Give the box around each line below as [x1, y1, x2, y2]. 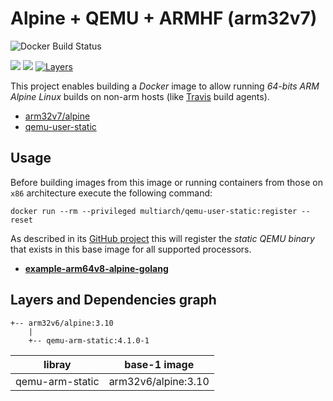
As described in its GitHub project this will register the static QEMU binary [10, 232, 315, 244]
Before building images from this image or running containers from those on [10, 176, 323, 188]
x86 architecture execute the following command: [10, 187, 213, 199]
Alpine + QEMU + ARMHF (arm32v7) [10, 7, 318, 30]
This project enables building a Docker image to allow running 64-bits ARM [10, 80, 320, 92]
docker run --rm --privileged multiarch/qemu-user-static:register [10, 206, 298, 216]
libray [43, 357, 72, 371]
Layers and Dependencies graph [10, 292, 217, 309]
